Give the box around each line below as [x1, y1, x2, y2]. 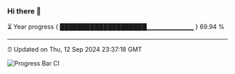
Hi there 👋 [7, 6, 42, 16]
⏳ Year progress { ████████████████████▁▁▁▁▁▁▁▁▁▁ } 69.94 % [7, 22, 225, 31]
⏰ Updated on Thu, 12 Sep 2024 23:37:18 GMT [7, 45, 142, 54]
